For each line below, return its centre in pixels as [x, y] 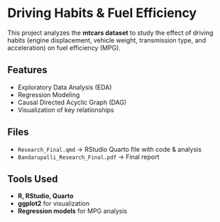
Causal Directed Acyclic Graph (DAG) [72, 102]
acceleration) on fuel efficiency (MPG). [64, 48]
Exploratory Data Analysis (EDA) [65, 87]
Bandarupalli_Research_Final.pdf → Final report [88, 157]
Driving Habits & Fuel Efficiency [102, 13]
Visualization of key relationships [66, 110]
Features [27, 70]
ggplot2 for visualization [54, 204]
